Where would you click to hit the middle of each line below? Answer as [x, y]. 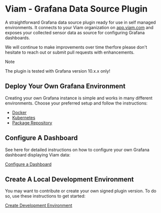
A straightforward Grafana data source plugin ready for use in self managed [80, 22]
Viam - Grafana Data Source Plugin [76, 9]
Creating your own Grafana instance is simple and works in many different [79, 98]
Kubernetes [23, 118]
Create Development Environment [39, 205]
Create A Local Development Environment [69, 179]
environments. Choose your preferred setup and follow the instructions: [76, 103]
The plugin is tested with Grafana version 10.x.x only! [58, 71]
